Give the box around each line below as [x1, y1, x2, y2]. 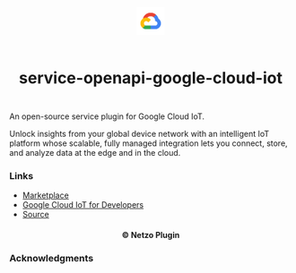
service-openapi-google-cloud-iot [19, 68, 283, 89]
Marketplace [22, 190, 69, 200]
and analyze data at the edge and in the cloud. [9, 147, 181, 158]
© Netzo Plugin [121, 229, 180, 240]
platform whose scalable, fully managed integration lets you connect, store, [9, 138, 289, 149]
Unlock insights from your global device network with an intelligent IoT [9, 128, 270, 139]
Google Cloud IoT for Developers [22, 200, 144, 210]
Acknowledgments [9, 252, 94, 264]
